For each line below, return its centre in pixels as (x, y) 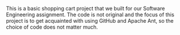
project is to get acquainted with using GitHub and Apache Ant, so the (90, 21)
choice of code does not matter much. (52, 27)
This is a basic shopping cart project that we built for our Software (85, 8)
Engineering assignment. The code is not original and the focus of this (90, 15)
